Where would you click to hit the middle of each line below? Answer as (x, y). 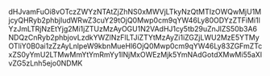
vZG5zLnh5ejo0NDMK (46, 63)
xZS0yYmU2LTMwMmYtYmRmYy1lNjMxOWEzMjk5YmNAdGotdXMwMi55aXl (135, 55)
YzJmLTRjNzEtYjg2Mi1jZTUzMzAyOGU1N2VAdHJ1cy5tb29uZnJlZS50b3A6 (133, 29)
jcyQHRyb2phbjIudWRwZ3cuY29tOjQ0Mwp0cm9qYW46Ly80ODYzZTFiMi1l (134, 20)
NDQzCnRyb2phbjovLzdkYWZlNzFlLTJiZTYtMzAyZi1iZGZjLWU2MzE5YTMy (134, 37)
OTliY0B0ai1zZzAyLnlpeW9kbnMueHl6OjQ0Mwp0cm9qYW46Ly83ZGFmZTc (135, 46)
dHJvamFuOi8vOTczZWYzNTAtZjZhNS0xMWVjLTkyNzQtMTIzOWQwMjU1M (135, 12)
